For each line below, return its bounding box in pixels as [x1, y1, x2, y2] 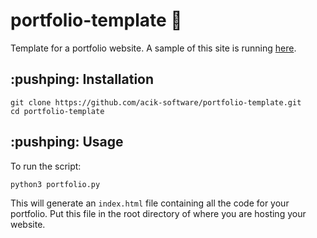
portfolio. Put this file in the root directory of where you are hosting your [10, 207, 307, 219]
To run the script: [10, 160, 82, 172]
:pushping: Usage [10, 134, 124, 151]
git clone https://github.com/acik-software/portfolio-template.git [10, 97, 302, 108]
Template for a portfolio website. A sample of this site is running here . [10, 42, 297, 54]
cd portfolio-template [10, 106, 105, 116]
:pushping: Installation [10, 71, 155, 88]
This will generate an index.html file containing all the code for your [10, 197, 290, 209]
